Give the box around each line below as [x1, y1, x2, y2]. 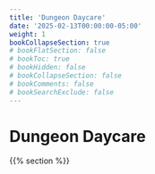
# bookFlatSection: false [9, 46, 106, 55]
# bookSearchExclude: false [9, 87, 115, 96]
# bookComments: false [9, 79, 94, 88]
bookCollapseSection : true [9, 37, 110, 47]
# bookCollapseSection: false [9, 71, 123, 80]
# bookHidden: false [9, 63, 87, 72]
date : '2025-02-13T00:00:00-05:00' [9, 21, 142, 30]
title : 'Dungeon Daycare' [9, 12, 106, 22]
